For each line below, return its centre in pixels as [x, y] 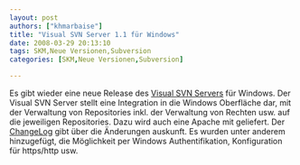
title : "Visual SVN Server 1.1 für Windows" [94, 34]
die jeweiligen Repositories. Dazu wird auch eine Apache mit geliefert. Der [147, 122]
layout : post [34, 18]
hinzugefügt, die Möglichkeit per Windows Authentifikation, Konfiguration [146, 141]
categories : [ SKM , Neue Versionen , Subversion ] [96, 60]
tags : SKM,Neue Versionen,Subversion [80, 51]
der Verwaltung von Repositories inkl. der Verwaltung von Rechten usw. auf [150, 112]
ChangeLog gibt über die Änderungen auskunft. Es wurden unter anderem [148, 131]
